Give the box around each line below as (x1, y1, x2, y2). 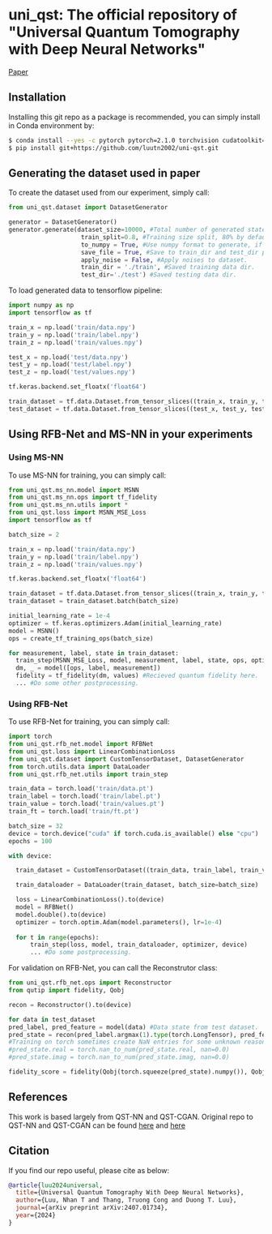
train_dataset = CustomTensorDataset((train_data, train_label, (15, 866, 237, 875)
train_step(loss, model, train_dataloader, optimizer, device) (29, 940, 249, 949)
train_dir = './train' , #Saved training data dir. (80, 264, 255, 272)
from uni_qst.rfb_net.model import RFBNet (8, 740, 154, 748)
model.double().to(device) (15, 911, 107, 919)
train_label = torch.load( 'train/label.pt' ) (8, 792, 161, 800)
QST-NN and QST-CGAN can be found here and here (8, 1120, 186, 1130)
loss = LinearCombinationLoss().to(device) (15, 896, 164, 904)
